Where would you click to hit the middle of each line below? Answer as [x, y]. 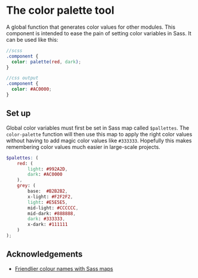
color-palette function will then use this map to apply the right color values [99, 134]
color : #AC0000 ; [32, 89]
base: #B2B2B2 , [48, 191]
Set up [18, 113]
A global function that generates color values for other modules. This [91, 27]
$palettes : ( [22, 158]
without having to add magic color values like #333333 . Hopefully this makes [99, 140]
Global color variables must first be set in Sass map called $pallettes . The [98, 128]
